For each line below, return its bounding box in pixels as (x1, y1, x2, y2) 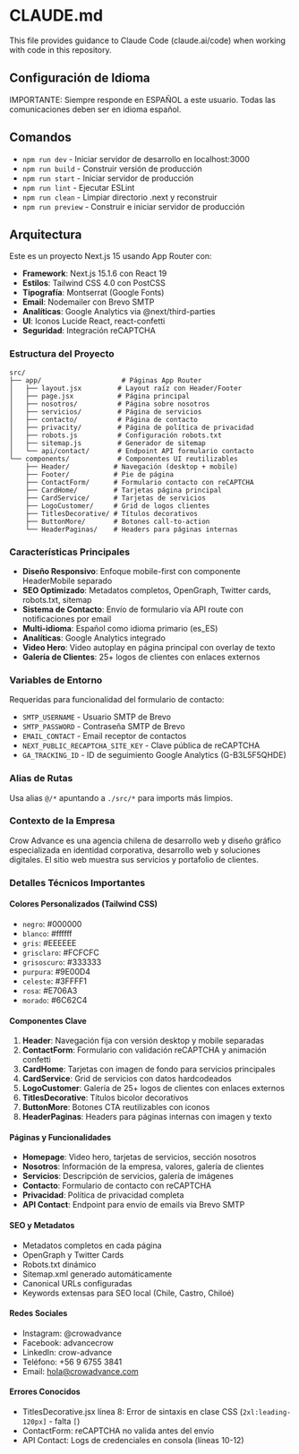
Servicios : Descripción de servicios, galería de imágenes (21, 1171, 235, 1182)
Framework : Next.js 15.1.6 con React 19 (21, 268, 167, 279)
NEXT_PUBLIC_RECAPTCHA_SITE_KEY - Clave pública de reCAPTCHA (21, 740, 261, 751)
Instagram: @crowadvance (21, 1328, 123, 1338)
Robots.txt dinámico (21, 1259, 97, 1269)
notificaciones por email (21, 613, 112, 624)
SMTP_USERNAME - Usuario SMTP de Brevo (21, 711, 172, 722)
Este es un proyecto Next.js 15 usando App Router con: (9, 251, 212, 262)
